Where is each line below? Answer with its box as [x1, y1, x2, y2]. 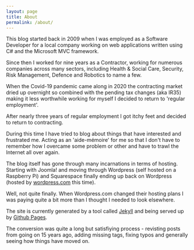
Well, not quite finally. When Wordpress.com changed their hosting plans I [6, 190, 184, 197]
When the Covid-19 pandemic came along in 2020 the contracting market [6, 83, 183, 90]
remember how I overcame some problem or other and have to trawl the [6, 143, 179, 150]
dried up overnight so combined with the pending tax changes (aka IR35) [6, 89, 182, 96]
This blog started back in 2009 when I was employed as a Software [6, 36, 168, 43]
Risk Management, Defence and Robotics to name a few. [6, 71, 142, 79]
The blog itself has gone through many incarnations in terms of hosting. [6, 160, 178, 167]
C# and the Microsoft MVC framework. [6, 48, 99, 55]
